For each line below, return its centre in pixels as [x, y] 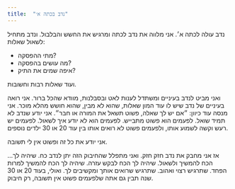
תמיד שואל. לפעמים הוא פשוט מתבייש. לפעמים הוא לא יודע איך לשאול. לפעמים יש [116, 120]
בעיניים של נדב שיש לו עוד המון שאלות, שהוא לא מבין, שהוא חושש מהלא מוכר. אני [116, 105]
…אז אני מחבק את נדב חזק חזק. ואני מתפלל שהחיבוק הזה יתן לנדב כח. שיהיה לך [113, 155]
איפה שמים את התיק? [46, 70]
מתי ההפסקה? [37, 55]
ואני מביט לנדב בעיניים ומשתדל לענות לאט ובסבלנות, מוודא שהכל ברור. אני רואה [114, 98]
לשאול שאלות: [26, 41]
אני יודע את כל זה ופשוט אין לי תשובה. [57, 142]
